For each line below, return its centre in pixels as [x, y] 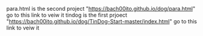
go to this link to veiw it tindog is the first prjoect [67, 15]
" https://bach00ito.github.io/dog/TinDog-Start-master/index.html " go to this [101, 21]
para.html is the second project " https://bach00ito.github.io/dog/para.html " [101, 9]
